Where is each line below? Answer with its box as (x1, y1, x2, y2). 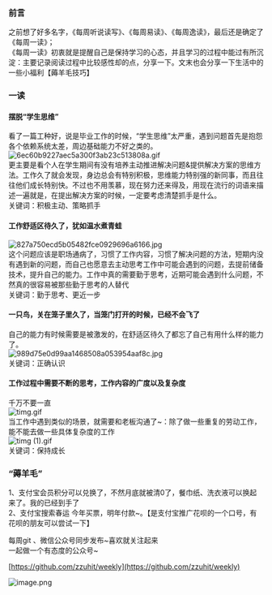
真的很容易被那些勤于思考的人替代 (15, 279, 130, 289)
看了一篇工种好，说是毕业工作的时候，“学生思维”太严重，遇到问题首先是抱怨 (8, 132, 263, 141)
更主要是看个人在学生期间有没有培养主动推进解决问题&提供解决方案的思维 (8, 160, 255, 170)
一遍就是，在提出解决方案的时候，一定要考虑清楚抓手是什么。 (15, 191, 221, 200)
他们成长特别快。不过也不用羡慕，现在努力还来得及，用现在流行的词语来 (15, 180, 257, 190)
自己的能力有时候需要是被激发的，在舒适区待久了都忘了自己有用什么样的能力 (8, 329, 264, 338)
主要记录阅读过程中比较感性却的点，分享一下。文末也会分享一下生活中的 (22, 58, 264, 67)
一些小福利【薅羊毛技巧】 (8, 67, 94, 78)
